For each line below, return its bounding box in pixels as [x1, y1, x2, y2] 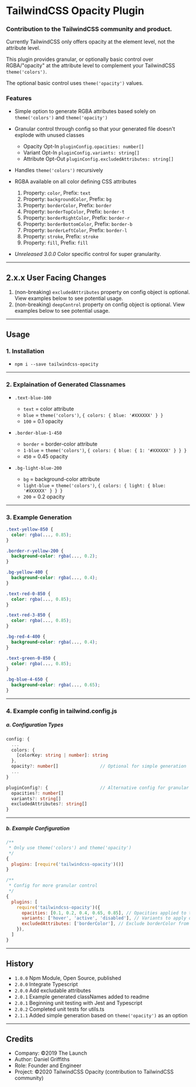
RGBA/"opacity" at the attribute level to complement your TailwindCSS [6, 62, 176, 69]
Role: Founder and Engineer [14, 1062, 82, 1069]
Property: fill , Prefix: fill [23, 239, 89, 246]
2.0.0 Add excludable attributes [14, 987, 92, 994]
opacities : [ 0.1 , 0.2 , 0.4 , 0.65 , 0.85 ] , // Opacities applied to [21, 910, 187, 916]
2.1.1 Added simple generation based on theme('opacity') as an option [14, 1011, 188, 1018]
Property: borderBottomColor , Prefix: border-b [23, 220, 133, 227]
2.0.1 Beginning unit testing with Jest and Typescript [14, 999, 143, 1006]
